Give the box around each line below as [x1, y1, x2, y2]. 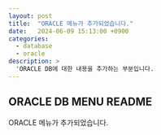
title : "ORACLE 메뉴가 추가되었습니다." [8, 20, 134, 28]
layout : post [8, 11, 53, 20]
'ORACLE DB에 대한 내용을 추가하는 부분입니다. [15, 65, 154, 73]
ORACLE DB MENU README [8, 95, 153, 109]
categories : [8, 34, 49, 43]
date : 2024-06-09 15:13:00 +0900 [8, 27, 129, 35]
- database [15, 42, 53, 50]
